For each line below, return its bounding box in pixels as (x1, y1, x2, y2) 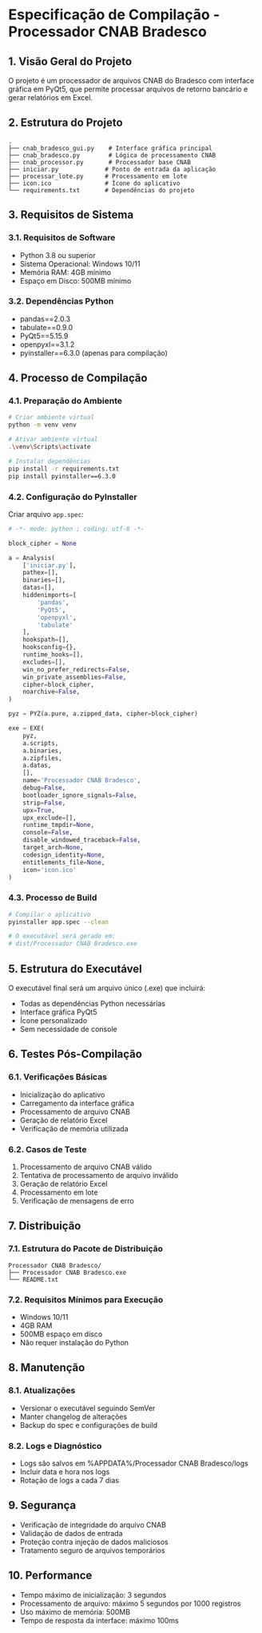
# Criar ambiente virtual (8, 413, 94, 421)
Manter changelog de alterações (19, 1412, 128, 1421)
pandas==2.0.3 (19, 314, 70, 324)
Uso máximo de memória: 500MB (19, 1607, 130, 1616)
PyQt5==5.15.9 (19, 331, 69, 341)
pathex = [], (22, 569, 59, 577)
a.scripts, (22, 739, 59, 747)
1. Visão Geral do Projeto (8, 54, 133, 68)
